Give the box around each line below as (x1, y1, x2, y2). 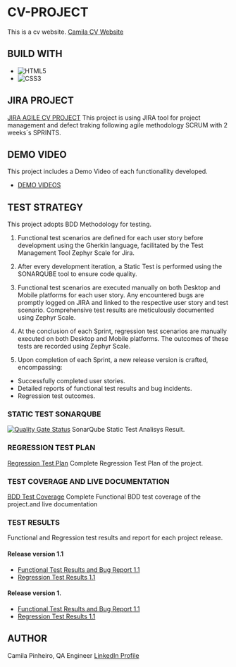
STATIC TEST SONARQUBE (7, 409, 101, 419)
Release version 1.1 (7, 549, 64, 558)
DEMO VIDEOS (17, 181, 61, 189)
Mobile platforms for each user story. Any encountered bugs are (17, 291, 204, 299)
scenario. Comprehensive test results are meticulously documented (17, 306, 214, 314)
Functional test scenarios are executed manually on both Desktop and (17, 283, 221, 292)
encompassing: (17, 363, 63, 372)
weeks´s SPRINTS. (7, 128, 61, 137)
